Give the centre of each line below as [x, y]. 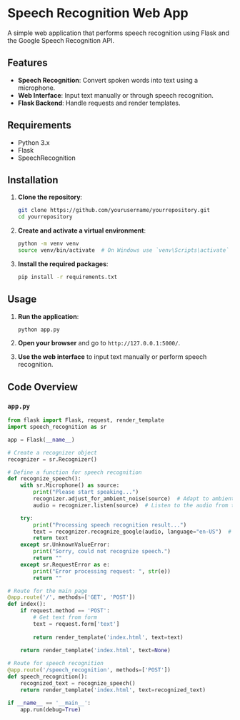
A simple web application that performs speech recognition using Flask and [119, 33]
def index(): [27, 604]
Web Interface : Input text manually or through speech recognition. [116, 95]
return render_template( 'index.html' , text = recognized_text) [113, 690]
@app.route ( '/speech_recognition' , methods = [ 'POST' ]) [89, 670]
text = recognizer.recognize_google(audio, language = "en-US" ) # [132, 532]
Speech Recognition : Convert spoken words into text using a [108, 80]
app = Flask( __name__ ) [41, 440]
